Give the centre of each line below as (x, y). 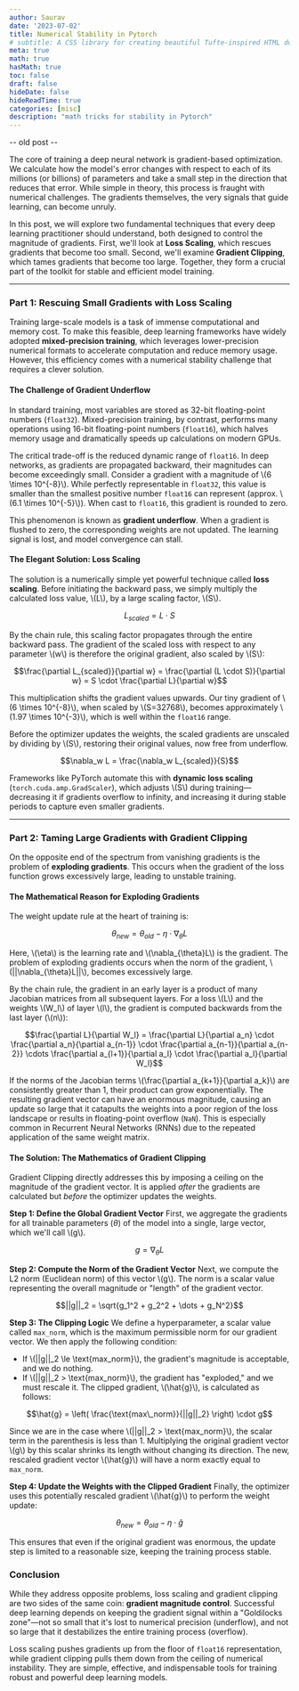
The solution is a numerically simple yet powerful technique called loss (139, 579)
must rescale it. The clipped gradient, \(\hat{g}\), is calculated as (141, 1387)
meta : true (29, 51)
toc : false (29, 76)
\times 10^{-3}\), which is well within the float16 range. (130, 716)
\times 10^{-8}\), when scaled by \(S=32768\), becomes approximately (149, 707)
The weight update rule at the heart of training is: (99, 916)
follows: (36, 1396)
